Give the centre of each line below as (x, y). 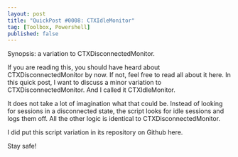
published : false (33, 34)
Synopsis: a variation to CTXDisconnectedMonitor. (81, 54)
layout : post (27, 14)
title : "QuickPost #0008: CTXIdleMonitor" (71, 21)
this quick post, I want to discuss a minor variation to (85, 83)
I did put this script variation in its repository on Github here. (95, 132)
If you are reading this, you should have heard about (84, 67)
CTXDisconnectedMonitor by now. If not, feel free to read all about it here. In (119, 75)
